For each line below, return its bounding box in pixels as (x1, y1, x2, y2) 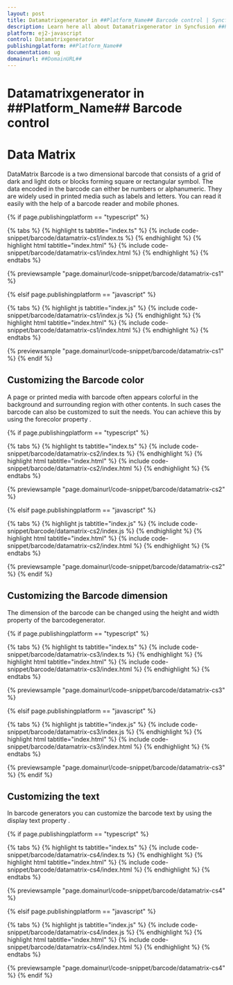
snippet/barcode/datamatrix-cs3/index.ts (7, 650, 125, 658)
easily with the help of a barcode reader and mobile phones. (7, 199, 180, 207)
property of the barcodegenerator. (7, 616, 105, 624)
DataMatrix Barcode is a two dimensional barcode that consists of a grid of (7, 170, 221, 178)
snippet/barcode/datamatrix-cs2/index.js (7, 527, 125, 535)
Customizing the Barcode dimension (7, 590, 169, 602)
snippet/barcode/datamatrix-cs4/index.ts (7, 851, 126, 859)
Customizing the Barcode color (7, 374, 144, 386)
